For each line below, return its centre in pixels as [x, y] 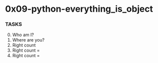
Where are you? [28, 40]
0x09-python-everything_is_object [79, 9]
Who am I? [23, 35]
